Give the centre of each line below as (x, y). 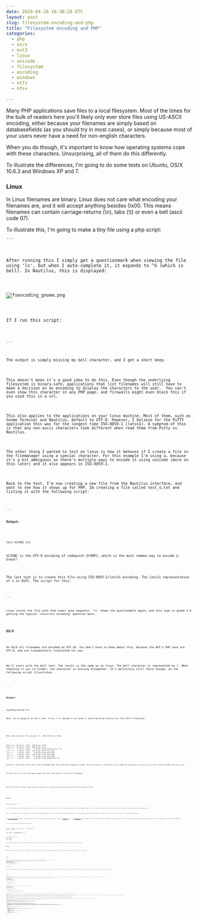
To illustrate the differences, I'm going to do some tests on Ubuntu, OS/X (95, 165)
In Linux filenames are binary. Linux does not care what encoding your (92, 199)
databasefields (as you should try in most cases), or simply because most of (99, 129)
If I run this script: (34, 320)
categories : (21, 34)
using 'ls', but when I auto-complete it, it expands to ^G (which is (95, 266)
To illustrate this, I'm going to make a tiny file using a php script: (84, 230)
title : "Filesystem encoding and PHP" (54, 28)
